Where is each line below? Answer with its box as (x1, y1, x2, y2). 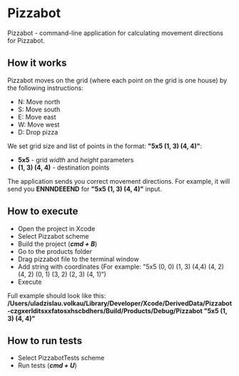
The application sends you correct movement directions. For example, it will (7, 177, 230, 185)
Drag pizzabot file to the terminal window (17, 254, 139, 263)
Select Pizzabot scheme (17, 232, 89, 240)
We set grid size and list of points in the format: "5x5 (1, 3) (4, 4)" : (7, 142, 203, 150)
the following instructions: (7, 84, 83, 92)
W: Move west (17, 120, 60, 129)
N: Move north (17, 97, 61, 106)
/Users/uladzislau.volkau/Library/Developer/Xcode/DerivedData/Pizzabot (7, 299, 233, 307)
